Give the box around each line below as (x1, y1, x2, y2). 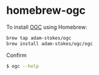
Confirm (6, 52, 27, 59)
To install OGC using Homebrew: (6, 23, 88, 31)
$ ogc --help (6, 63, 39, 69)
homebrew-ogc (6, 4, 86, 17)
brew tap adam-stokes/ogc (6, 35, 71, 41)
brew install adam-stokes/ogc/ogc (6, 40, 94, 47)
